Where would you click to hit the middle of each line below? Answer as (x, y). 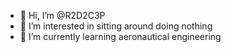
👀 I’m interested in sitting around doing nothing (116, 26)
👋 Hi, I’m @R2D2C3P (62, 15)
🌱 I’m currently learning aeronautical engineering (120, 36)
